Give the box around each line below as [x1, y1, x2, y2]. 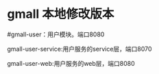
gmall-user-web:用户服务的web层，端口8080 [7, 59, 135, 67]
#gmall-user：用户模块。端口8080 [7, 30, 105, 38]
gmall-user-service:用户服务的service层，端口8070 [7, 45, 152, 53]
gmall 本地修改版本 [7, 6, 114, 22]
